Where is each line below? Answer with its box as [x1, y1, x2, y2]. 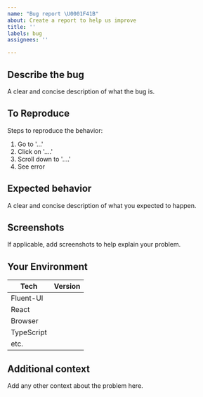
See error [17, 162, 46, 171]
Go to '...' [17, 140, 44, 148]
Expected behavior [7, 183, 92, 195]
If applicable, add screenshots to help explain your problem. [7, 240, 181, 249]
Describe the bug [7, 68, 84, 81]
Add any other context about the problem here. [7, 382, 144, 390]
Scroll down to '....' [17, 155, 72, 163]
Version [53, 282, 81, 292]
